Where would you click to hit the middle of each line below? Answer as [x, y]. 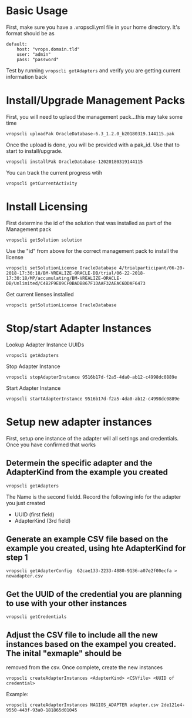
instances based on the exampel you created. [91, 644]
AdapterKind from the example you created [87, 472]
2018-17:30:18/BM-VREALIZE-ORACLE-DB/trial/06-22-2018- [76, 273]
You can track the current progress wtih [54, 172]
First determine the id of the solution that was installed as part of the [89, 223]
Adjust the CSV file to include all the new [82, 635]
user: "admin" [34, 54]
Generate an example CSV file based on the [87, 539]
